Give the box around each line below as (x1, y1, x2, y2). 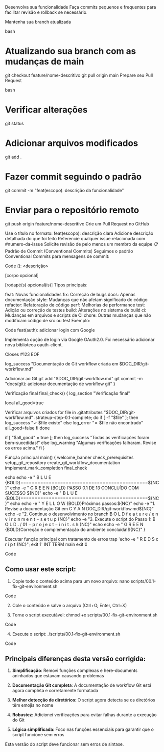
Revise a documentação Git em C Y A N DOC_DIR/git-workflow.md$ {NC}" (5, 505, 154, 511)
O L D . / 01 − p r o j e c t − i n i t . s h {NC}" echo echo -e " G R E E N (5, 521, 143, 527)
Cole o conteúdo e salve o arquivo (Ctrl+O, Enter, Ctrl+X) (12, 602, 127, 608)
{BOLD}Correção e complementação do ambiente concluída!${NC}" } (5, 527, 146, 532)
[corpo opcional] (5, 272, 39, 278)
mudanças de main (5, 56, 84, 67)
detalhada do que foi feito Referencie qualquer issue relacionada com (5, 235, 145, 241)
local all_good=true (5, 400, 44, 406)
